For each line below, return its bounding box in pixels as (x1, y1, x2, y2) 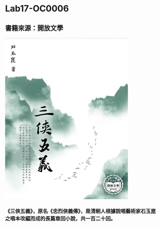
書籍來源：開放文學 (5, 24, 63, 32)
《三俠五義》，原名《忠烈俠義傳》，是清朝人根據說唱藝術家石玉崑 (5, 208, 156, 215)
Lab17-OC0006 (5, 3, 69, 14)
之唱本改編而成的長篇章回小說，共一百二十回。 (5, 215, 116, 222)
